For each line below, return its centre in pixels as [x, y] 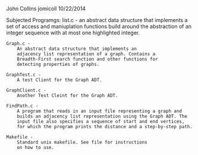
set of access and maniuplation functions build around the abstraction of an [99, 26]
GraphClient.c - [26, 90]
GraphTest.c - [24, 75]
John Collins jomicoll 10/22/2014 [46, 9]
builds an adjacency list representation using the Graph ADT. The [102, 116]
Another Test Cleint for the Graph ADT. [67, 96]
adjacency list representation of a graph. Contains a [86, 54]
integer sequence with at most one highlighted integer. [73, 33]
